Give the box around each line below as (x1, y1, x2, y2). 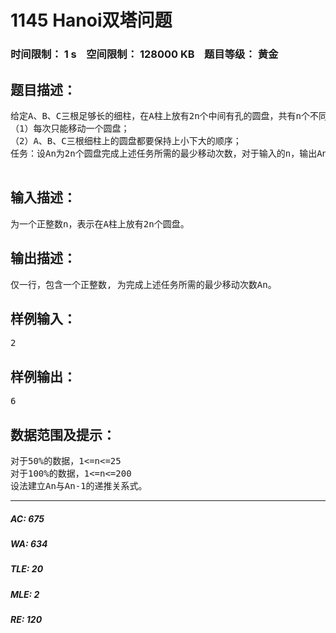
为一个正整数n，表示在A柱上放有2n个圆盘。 (10, 218, 190, 230)
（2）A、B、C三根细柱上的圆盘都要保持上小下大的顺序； (10, 135, 242, 146)
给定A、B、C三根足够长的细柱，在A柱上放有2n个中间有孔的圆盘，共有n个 (10, 110, 310, 121)
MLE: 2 (10, 588, 40, 600)
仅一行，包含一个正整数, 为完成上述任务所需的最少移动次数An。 (10, 279, 277, 290)
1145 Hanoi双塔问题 (10, 9, 173, 32)
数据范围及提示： (10, 426, 116, 443)
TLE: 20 (10, 563, 44, 575)
